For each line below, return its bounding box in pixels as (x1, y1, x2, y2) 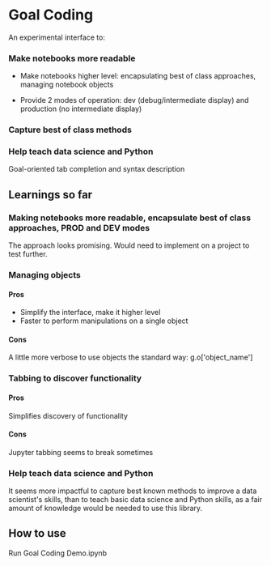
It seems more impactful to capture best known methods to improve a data (8, 486, 257, 496)
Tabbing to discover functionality (8, 372, 142, 384)
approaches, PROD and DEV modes (8, 222, 150, 233)
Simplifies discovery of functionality (8, 411, 128, 420)
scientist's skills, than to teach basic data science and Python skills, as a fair (8, 495, 263, 504)
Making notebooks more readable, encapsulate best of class (8, 212, 252, 223)
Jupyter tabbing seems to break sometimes (8, 447, 154, 457)
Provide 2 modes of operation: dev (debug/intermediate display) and (19, 96, 249, 105)
